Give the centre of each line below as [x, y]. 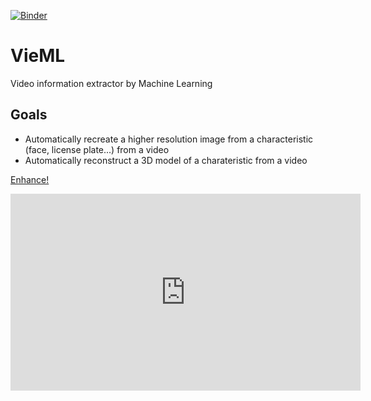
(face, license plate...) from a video [97, 149]
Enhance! [30, 179]
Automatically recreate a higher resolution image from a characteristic [169, 139]
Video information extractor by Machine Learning [111, 83]
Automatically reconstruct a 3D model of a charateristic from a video [166, 160]
